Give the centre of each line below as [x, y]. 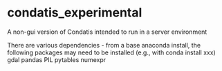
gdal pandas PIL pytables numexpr [56, 59]
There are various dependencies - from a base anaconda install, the [104, 45]
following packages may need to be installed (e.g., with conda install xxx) [111, 52]
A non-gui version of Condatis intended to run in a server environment [107, 32]
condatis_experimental [75, 13]
